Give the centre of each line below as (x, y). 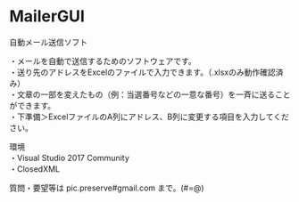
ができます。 (33, 105)
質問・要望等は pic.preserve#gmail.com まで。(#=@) (107, 188)
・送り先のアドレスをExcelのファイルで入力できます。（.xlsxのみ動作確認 (142, 72)
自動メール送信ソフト (48, 42)
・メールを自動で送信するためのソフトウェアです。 (103, 61)
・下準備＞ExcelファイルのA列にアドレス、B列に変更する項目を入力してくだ (149, 117)
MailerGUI (47, 16)
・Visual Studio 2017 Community (69, 158)
